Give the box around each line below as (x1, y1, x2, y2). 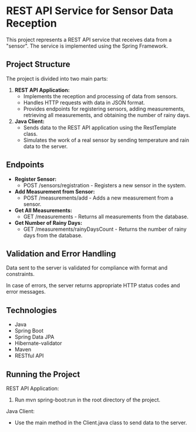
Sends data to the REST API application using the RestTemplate (23, 124, 177, 131)
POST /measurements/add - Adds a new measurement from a (23, 194, 174, 201)
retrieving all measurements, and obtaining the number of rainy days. (23, 111, 191, 118)
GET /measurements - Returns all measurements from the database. (23, 213, 189, 220)
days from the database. (23, 231, 83, 239)
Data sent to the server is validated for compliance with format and (6, 264, 168, 271)
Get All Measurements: (14, 207, 72, 214)
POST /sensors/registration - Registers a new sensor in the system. (23, 181, 187, 189)
